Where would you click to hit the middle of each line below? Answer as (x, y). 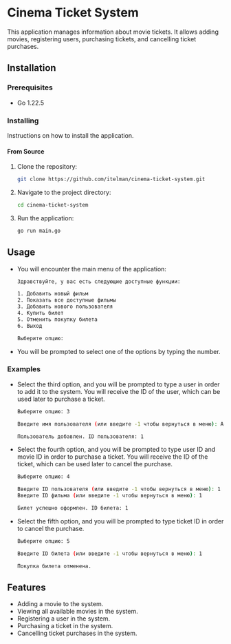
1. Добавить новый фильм (53, 294)
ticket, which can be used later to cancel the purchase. (95, 464)
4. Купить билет (40, 313)
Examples (24, 369)
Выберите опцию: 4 (43, 477)
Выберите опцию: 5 (43, 541)
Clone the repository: (47, 167)
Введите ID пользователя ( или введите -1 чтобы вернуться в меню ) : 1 (119, 489)
